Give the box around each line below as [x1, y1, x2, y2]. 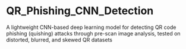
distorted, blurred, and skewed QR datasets [6, 36, 113, 43]
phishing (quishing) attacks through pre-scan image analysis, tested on [6, 30, 181, 37]
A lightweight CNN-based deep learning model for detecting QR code [6, 24, 176, 31]
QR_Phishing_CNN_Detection [6, 4, 154, 18]
